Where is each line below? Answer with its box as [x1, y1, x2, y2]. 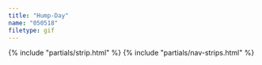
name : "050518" [8, 19, 59, 27]
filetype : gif [8, 26, 55, 34]
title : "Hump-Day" [8, 11, 69, 20]
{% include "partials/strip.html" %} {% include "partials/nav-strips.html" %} [8, 48, 255, 58]
